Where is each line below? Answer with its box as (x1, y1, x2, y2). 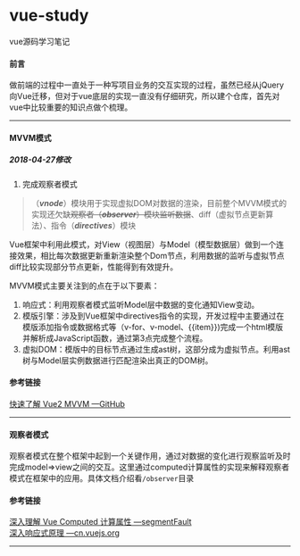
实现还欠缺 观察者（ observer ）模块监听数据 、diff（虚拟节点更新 (30, 209, 266, 220)
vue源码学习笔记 (9, 36, 71, 46)
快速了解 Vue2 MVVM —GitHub (9, 398, 125, 409)
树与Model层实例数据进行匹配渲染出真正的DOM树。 (21, 354, 213, 366)
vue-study (9, 5, 89, 26)
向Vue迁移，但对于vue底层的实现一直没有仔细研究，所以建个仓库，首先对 (9, 91, 280, 102)
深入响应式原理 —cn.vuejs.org (9, 527, 121, 538)
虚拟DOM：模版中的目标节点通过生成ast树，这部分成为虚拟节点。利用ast (21, 344, 290, 354)
